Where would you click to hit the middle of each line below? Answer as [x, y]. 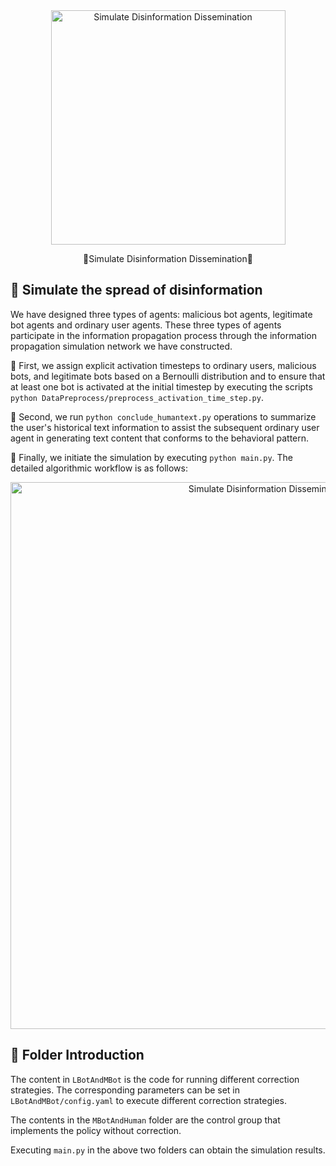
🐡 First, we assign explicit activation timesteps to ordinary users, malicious [163, 365]
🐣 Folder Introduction [77, 1055]
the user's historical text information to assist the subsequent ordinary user [165, 427]
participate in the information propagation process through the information [163, 335]
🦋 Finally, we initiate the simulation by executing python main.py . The [151, 457]
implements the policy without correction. [96, 1130]
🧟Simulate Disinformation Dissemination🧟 [168, 258]
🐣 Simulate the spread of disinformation [136, 290]
